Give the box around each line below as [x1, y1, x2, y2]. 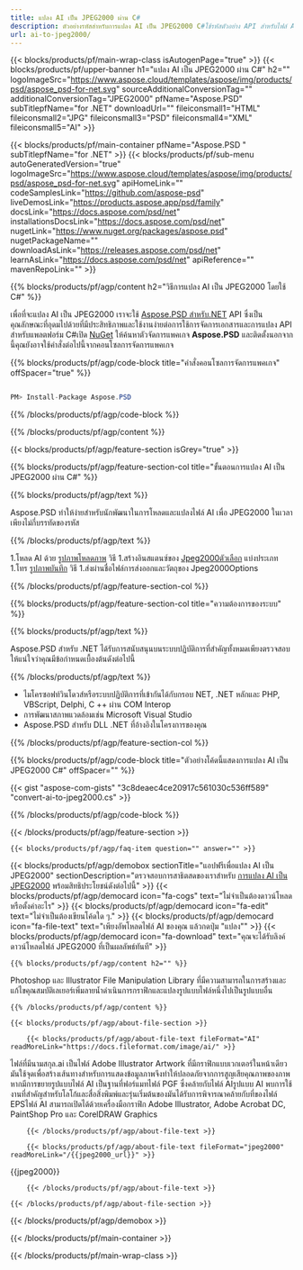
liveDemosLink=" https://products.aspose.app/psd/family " [10, 197, 224, 208]
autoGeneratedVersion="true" [10, 159, 121, 169]
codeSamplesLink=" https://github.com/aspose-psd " [10, 187, 205, 198]
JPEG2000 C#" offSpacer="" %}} [10, 765, 136, 776]
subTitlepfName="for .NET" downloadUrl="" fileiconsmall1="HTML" [10, 103, 261, 113]
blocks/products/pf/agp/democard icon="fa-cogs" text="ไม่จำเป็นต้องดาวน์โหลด [10, 891, 293, 902]
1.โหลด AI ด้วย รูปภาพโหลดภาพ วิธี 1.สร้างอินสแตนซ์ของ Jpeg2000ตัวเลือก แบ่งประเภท [10, 553, 279, 564]
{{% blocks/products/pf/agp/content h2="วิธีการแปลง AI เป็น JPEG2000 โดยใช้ [10, 281, 287, 293]
